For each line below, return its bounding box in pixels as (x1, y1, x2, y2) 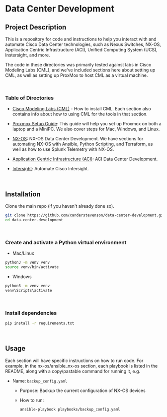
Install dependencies (5, 309, 57, 316)
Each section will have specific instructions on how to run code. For (5, 358, 144, 364)
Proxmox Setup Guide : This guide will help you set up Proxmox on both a (12, 121, 162, 127)
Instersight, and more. (5, 52, 51, 58)
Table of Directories (5, 94, 54, 101)
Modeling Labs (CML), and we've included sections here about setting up (5, 67, 156, 73)
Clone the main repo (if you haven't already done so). (5, 203, 114, 209)
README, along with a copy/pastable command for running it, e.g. (5, 368, 141, 374)
